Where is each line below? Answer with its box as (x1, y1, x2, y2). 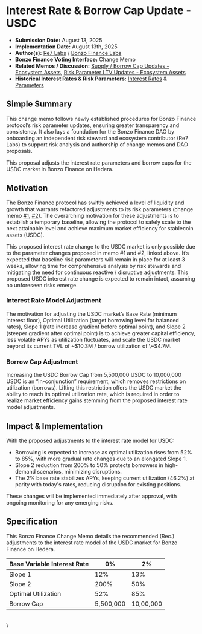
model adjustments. (6, 404, 55, 411)
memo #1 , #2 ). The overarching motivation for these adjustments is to (6, 212, 179, 219)
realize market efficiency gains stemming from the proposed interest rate (6, 397, 188, 404)
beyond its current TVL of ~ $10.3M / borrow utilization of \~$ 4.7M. (6, 342, 172, 350)
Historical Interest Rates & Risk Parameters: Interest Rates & (14, 75, 168, 82)
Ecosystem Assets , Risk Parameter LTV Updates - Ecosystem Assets (14, 68, 186, 76)
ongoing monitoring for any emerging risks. (6, 498, 114, 506)
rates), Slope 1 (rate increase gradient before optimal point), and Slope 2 (6, 323, 186, 330)
